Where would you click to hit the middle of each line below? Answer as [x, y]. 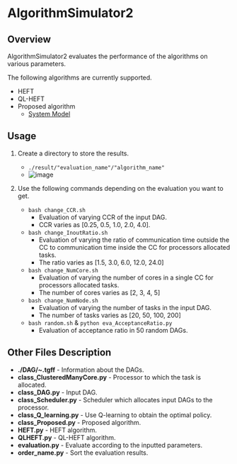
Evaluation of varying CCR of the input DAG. [103, 217]
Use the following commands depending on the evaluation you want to [121, 188]
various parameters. [36, 64]
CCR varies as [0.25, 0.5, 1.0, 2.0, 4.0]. [94, 224]
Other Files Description [59, 353]
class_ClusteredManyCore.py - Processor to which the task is [109, 377]
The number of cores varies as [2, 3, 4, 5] [99, 292]
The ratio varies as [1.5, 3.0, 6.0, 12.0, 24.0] [101, 262]
